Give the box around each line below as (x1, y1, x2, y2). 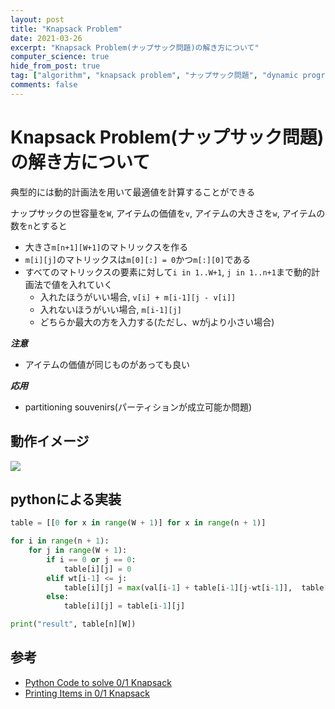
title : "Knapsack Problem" (10, 24, 123, 34)
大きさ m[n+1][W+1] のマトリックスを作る (24, 241, 189, 253)
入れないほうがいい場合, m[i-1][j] (39, 303, 183, 315)
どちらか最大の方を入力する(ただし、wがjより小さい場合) (39, 316, 275, 328)
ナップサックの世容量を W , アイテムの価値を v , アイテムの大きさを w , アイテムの (10, 207, 326, 219)
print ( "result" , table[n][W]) (10, 619, 137, 630)
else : (46, 592, 70, 602)
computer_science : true (10, 52, 110, 62)
